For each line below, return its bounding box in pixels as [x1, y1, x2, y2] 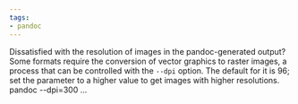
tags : [9, 13, 30, 22]
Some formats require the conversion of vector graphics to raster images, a [9, 56, 287, 66]
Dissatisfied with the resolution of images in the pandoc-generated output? [9, 46, 286, 56]
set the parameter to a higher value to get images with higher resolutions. [9, 74, 280, 85]
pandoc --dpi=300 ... [9, 84, 88, 95]
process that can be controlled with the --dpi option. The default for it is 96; [9, 65, 290, 76]
